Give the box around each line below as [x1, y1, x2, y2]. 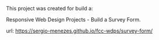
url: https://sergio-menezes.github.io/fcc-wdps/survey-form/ [6, 27, 153, 34]
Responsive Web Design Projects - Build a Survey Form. [6, 16, 141, 23]
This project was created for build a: [6, 5, 94, 12]
